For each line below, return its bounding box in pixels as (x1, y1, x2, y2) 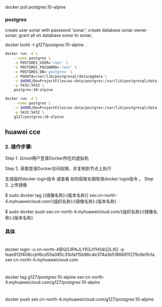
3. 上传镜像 (5, 182, 28, 188)
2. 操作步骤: (5, 143, 33, 150)
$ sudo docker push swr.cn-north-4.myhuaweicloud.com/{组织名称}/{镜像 (5, 209, 154, 215)
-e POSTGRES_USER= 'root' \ (14, 60, 68, 65)
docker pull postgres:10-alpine (5, 4, 66, 10)
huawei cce (5, 127, 41, 136)
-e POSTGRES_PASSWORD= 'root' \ (14, 65, 77, 70)
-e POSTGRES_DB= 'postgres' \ (14, 69, 73, 74)
